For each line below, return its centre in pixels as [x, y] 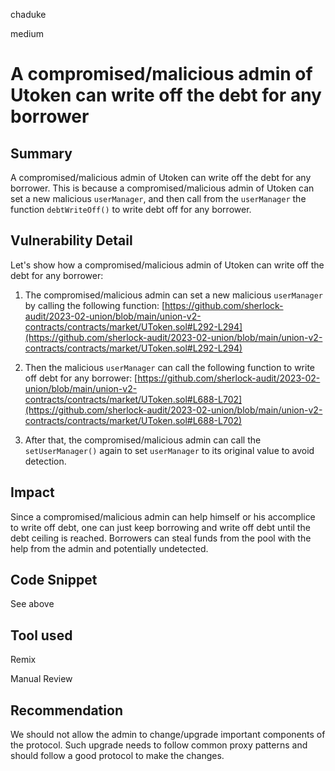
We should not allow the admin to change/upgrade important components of [168, 735]
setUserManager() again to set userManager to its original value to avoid [169, 450]
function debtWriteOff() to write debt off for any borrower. [131, 209]
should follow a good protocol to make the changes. [117, 756]
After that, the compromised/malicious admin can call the [143, 440]
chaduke [28, 14]
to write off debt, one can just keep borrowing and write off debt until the [160, 527]
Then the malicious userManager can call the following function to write [169, 367]
